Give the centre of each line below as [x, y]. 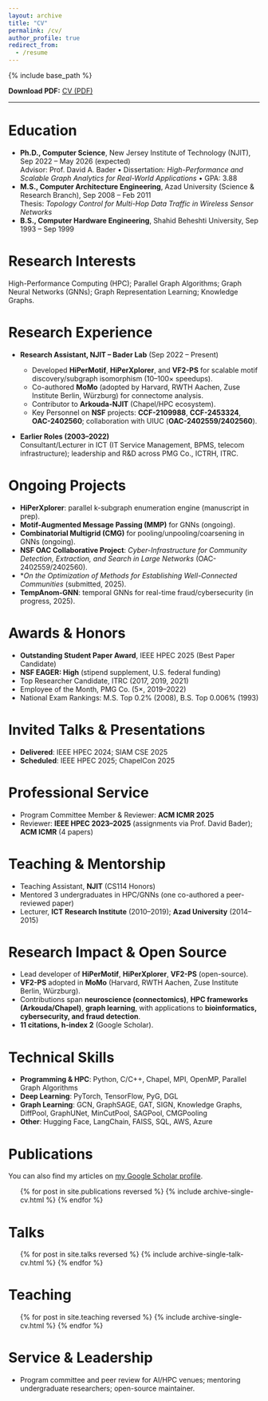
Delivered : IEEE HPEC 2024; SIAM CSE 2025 [94, 752]
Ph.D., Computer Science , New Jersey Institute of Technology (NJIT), [135, 152]
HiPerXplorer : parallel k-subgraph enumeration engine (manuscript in [134, 507]
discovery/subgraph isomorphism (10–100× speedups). [122, 378]
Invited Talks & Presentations [107, 730]
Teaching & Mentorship [87, 864]
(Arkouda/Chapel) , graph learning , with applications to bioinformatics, [138, 1008]
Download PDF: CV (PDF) [51, 91]
